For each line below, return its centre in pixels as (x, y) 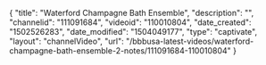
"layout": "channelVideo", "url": (67, 41)
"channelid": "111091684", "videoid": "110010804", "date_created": (130, 22)
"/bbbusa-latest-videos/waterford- (190, 41)
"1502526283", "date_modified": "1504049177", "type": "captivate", (133, 32)
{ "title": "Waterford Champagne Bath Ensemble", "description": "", (132, 13)
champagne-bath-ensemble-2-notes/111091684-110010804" (121, 51)
